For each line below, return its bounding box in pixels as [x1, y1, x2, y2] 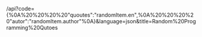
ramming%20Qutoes [6, 24, 58, 31]
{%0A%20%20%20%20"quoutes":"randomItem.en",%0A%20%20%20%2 [6, 11, 194, 18]
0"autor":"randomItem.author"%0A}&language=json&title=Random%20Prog [6, 18, 197, 24]
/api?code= [6, 5, 35, 12]
